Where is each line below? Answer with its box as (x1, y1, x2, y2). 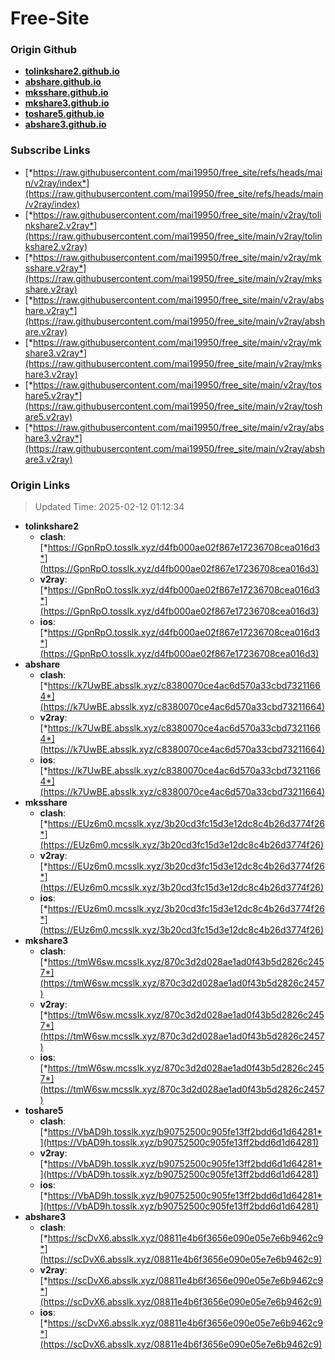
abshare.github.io (24, 76, 102, 88)
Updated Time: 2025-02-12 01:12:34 (34, 501, 185, 513)
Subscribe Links (10, 143, 91, 157)
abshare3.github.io (24, 118, 107, 131)
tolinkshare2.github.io (24, 65, 120, 77)
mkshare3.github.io (24, 97, 110, 109)
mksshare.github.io (24, 87, 109, 99)
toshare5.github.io (24, 108, 105, 120)
